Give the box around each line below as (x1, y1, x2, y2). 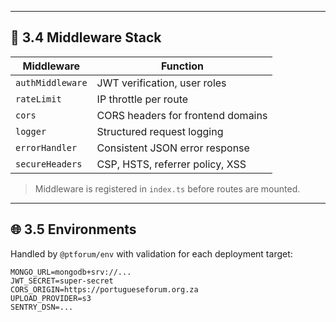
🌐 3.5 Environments (10, 221, 137, 238)
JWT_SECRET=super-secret (10, 276, 114, 286)
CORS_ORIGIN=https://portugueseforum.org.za (10, 284, 199, 295)
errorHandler (15, 142, 78, 153)
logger (15, 126, 47, 137)
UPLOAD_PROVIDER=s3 (10, 293, 92, 303)
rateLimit (15, 93, 62, 105)
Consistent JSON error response (96, 141, 250, 155)
